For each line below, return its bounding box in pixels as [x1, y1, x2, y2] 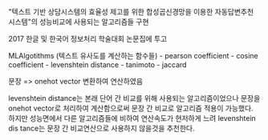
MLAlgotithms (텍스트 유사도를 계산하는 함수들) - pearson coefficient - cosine [8, 51, 258, 60]
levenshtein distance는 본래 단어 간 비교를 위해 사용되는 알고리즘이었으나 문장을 [8, 94, 261, 102]
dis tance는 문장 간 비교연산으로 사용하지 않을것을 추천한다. [8, 123, 195, 133]
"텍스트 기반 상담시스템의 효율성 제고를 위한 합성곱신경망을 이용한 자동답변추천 [8, 7, 254, 16]
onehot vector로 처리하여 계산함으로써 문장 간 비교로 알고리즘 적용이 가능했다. [8, 103, 254, 113]
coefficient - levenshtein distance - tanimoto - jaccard [8, 60, 187, 70]
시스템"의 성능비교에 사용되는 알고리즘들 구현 [8, 17, 149, 26]
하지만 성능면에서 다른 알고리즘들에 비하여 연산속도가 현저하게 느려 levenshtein [8, 114, 257, 122]
